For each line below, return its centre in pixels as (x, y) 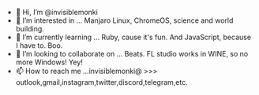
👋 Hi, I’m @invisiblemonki (57, 12)
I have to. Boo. (39, 46)
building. (30, 29)
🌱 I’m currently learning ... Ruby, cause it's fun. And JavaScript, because (133, 37)
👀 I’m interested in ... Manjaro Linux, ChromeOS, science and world (124, 20)
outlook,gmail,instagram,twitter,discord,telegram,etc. (101, 82)
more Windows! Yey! (49, 62)
